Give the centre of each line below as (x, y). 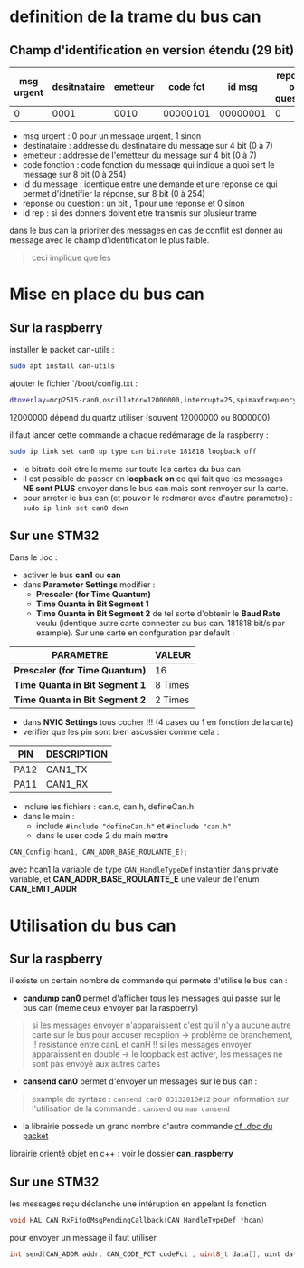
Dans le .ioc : (33, 557)
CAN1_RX (67, 784)
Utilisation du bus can (93, 925)
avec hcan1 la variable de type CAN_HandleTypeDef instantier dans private (144, 870)
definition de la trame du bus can (135, 17)
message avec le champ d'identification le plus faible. (109, 240)
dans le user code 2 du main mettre (102, 836)
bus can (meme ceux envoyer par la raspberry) (110, 1008)
